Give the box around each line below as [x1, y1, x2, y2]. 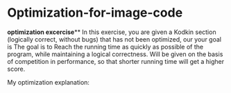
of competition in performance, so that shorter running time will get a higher [7, 57, 224, 65]
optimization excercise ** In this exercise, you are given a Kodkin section [7, 28, 216, 36]
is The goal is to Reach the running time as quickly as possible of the [7, 42, 203, 51]
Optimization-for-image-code [7, 5, 183, 21]
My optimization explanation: [7, 78, 90, 86]
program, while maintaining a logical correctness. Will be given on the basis [7, 50, 223, 58]
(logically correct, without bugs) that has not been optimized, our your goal [7, 35, 222, 43]
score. [7, 65, 26, 73]
